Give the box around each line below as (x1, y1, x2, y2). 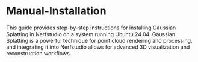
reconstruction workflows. (6, 49, 72, 57)
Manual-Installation (6, 4, 107, 18)
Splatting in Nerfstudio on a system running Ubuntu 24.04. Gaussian (6, 30, 176, 37)
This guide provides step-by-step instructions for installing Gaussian (6, 24, 176, 31)
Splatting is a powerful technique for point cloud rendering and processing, (6, 37, 193, 44)
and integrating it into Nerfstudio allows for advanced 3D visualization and (6, 43, 190, 51)
